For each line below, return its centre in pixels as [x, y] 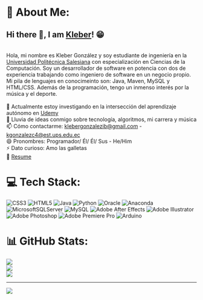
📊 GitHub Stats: [47, 241]
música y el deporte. [32, 94]
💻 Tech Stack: [43, 182]
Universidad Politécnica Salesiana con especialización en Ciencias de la [96, 62]
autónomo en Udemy [32, 113]
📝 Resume [19, 157]
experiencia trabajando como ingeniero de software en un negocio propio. [99, 74]
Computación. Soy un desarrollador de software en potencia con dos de [96, 68]
